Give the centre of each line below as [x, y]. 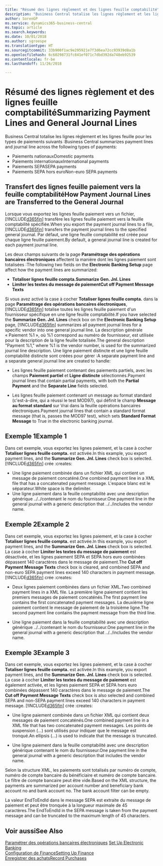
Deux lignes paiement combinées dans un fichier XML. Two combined [81, 587]
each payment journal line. [32, 245]
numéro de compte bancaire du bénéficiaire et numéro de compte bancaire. [81, 775]
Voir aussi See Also [34, 831]
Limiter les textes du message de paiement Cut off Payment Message [83, 284]
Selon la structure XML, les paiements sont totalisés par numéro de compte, [81, 770]
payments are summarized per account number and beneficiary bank [74, 786]
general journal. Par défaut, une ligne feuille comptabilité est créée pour [77, 234]
